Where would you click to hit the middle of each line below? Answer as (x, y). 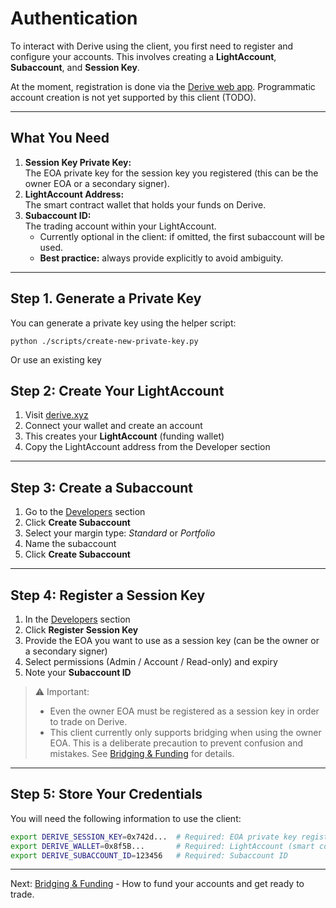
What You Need (60, 138)
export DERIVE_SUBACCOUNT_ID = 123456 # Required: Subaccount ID (149, 855)
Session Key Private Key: (78, 162)
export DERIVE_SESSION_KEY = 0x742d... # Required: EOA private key (154, 837)
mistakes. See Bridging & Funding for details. (142, 753)
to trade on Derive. (88, 721)
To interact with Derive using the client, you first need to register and (152, 46)
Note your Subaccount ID (78, 672)
